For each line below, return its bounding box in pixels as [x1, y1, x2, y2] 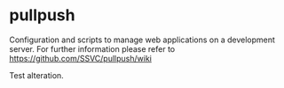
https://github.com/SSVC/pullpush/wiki [9, 53, 153, 63]
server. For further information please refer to [9, 43, 176, 54]
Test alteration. [9, 70, 64, 80]
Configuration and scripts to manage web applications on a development [9, 34, 275, 45]
